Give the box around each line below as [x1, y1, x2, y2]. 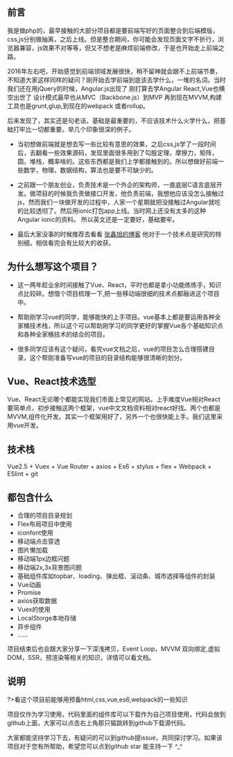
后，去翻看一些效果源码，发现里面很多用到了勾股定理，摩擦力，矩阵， [17, 148, 218, 157]
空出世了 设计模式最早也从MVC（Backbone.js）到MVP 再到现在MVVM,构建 [7, 93, 222, 101]
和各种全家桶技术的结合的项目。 [17, 330, 109, 338]
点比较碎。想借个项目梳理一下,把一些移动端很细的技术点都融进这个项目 [17, 289, 220, 297]
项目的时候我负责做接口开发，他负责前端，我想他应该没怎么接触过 [35, 189, 224, 198]
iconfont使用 [17, 529, 53, 537]
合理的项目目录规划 [17, 512, 73, 520]
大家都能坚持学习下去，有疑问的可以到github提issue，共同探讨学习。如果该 [7, 733, 223, 742]
